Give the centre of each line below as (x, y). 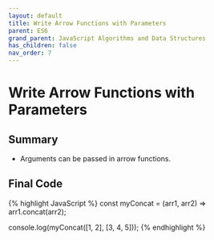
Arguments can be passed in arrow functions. (95, 159)
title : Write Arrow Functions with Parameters (87, 23)
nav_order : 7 (30, 53)
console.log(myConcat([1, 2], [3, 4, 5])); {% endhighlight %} (107, 227)
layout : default (35, 16)
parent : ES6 (28, 31)
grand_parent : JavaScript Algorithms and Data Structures (107, 38)
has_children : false (43, 46)
